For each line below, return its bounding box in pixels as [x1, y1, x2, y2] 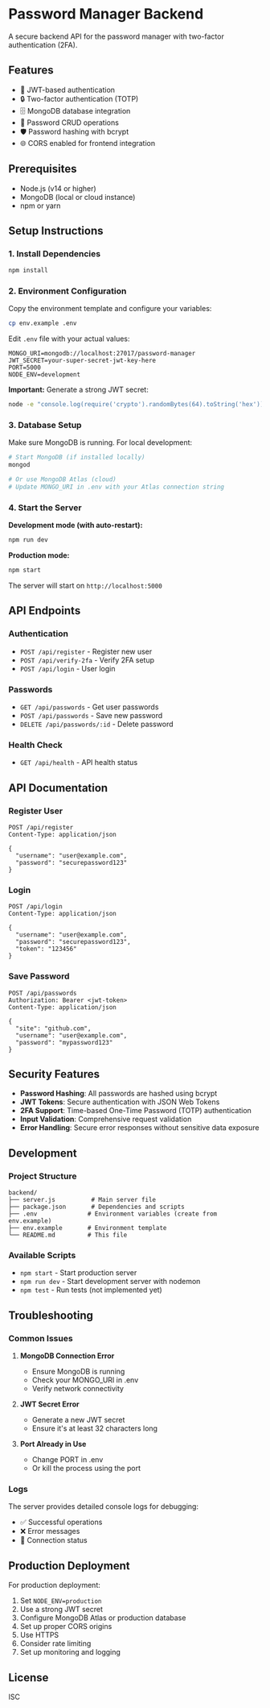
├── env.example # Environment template [8, 1224, 167, 1232]
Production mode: [8, 551, 70, 560]
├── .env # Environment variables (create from [8, 1210, 218, 1218]
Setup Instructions [8, 223, 104, 238]
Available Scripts [8, 1250, 76, 1261]
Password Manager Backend [8, 5, 204, 23]
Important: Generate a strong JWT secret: [8, 384, 149, 395]
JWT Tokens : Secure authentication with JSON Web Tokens [19, 1097, 220, 1107]
